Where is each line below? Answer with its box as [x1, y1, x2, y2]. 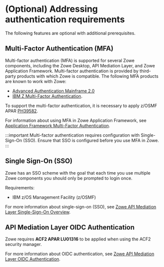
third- [139, 68, 151, 74]
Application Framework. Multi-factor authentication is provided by [5, 68, 139, 74]
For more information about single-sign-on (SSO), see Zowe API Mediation [5, 204, 157, 209]
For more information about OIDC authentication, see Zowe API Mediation [5, 251, 154, 257]
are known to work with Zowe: [5, 78, 66, 84]
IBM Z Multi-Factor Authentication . [12, 93, 83, 99]
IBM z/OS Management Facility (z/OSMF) [12, 194, 96, 200]
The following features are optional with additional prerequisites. [5, 30, 136, 36]
